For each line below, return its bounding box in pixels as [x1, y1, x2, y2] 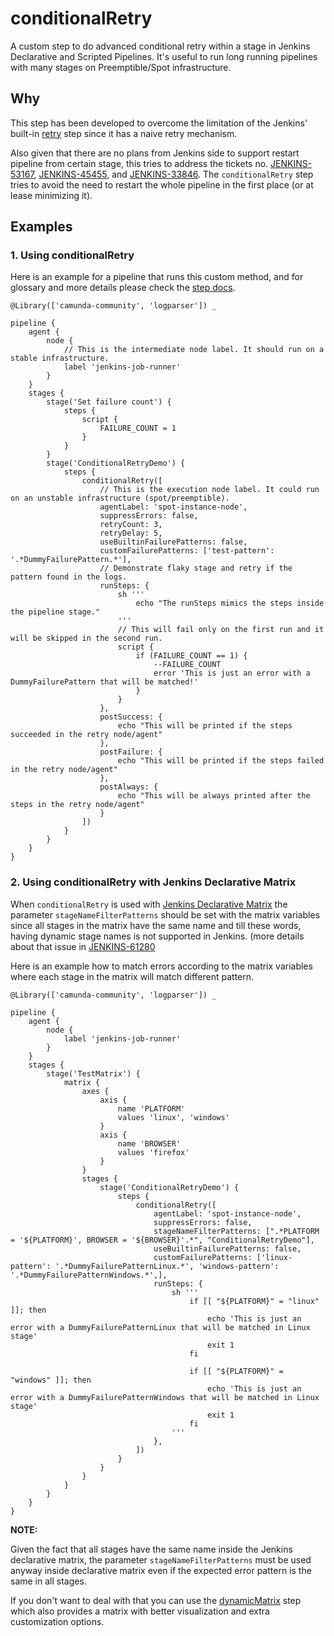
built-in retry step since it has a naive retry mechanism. [10, 127, 238, 139]
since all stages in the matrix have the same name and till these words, [10, 919, 302, 931]
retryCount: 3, [99, 520, 163, 530]
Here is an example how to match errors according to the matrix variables [10, 960, 313, 972]
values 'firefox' [117, 1147, 190, 1157]
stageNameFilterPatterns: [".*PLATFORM [153, 1226, 320, 1236]
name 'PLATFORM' [117, 1103, 186, 1114]
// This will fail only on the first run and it [117, 625, 325, 635]
